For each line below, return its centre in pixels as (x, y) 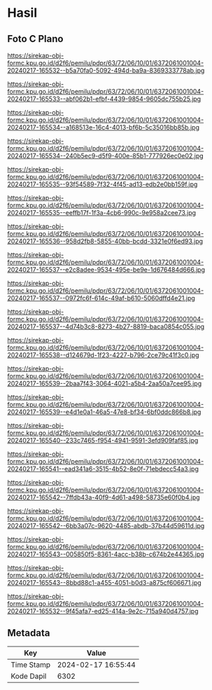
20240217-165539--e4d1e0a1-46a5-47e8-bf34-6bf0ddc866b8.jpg (104, 412)
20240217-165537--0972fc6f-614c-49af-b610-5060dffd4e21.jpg (101, 298)
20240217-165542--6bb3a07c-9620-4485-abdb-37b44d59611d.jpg (106, 526)
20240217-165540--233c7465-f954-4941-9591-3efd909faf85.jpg (103, 440)
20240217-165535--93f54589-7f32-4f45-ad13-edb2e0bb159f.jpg (103, 184)
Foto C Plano (35, 39)
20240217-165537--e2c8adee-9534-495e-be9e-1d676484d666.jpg (106, 270)
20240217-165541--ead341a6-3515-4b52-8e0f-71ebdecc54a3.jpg (103, 469)
